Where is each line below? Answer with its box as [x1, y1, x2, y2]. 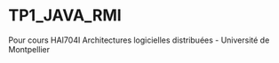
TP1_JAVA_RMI [8, 5, 122, 26]
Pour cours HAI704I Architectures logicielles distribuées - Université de [8, 35, 270, 45]
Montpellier [8, 43, 51, 54]
